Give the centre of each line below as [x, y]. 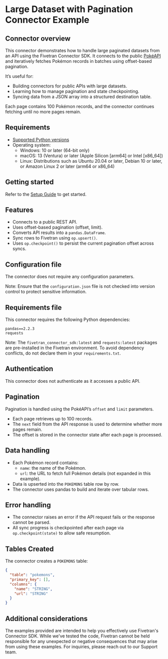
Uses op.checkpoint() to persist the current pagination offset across [83, 243]
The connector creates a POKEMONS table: [47, 561]
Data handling [28, 451]
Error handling [28, 505]
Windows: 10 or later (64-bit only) [55, 150]
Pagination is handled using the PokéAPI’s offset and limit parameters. [79, 409]
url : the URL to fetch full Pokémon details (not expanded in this [85, 473]
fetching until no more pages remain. [43, 112]
